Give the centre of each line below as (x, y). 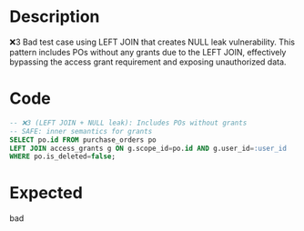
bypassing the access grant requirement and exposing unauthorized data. (148, 62)
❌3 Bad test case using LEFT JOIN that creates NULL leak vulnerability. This (152, 42)
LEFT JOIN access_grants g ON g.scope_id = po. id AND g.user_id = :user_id (148, 148)
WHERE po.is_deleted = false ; (63, 156)
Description (55, 17)
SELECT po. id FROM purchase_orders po (83, 140)
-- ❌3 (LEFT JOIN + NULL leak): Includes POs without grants (128, 123)
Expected (46, 193)
